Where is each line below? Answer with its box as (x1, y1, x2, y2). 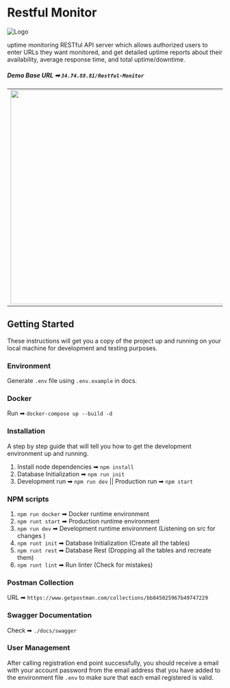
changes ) (16, 531, 46, 539)
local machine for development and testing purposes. (7, 344, 158, 352)
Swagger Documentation (7, 611, 92, 620)
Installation (7, 426, 46, 436)
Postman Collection (7, 578, 74, 587)
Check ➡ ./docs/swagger (7, 626, 77, 635)
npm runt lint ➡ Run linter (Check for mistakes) (16, 561, 153, 569)
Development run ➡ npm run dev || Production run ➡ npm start (16, 477, 194, 485)
